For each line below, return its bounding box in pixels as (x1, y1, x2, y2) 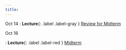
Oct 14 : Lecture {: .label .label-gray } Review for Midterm (5, 21, 122, 26)
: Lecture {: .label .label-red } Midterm (5, 40, 82, 46)
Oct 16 (5, 30, 18, 36)
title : (5, 7, 19, 12)
